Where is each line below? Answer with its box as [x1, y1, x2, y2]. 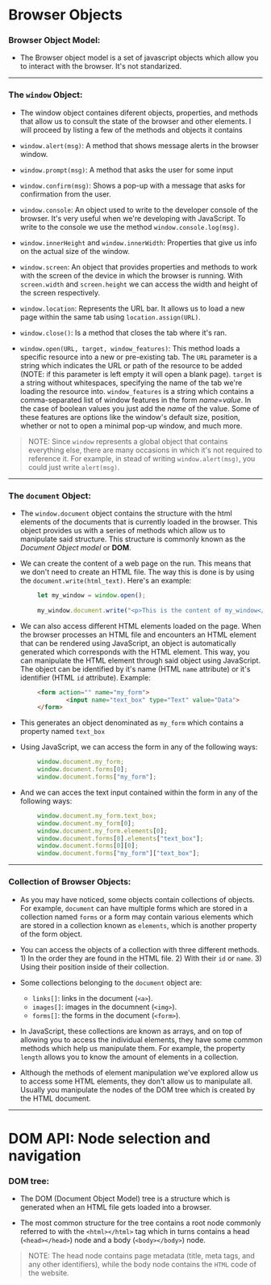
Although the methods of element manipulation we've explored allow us [19, 1067, 259, 1077]
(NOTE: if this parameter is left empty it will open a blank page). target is [19, 369, 262, 379]
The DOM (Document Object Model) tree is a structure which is [19, 1194, 231, 1203]
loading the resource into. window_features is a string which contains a [19, 386, 254, 396]
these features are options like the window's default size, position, [19, 412, 240, 422]
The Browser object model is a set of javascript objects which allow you [19, 53, 259, 62]
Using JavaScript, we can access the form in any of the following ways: [19, 742, 258, 752]
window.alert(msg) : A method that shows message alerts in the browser [19, 140, 260, 151]
